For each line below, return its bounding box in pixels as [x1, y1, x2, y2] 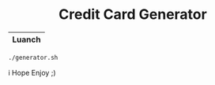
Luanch [12, 34, 41, 45]
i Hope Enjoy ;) [8, 68, 57, 77]
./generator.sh [8, 54, 58, 61]
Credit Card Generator [58, 6, 207, 24]
